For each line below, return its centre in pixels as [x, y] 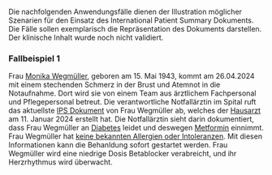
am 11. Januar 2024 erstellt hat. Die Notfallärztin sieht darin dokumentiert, [131, 119]
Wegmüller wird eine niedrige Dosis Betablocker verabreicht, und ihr [123, 154]
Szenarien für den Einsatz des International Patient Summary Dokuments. [131, 20]
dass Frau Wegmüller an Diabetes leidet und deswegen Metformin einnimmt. [136, 128]
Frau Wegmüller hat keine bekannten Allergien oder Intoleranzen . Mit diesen [135, 136]
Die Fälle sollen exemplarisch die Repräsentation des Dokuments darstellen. [135, 29]
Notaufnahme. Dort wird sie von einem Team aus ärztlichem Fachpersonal [132, 93]
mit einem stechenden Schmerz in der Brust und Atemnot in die [114, 85]
